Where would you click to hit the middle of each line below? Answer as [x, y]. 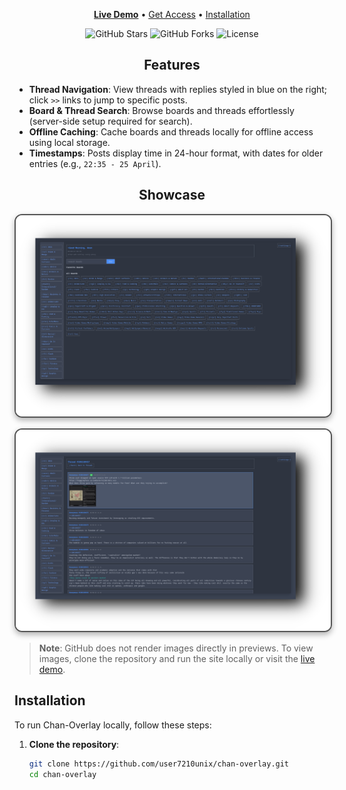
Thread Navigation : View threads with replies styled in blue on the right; [178, 89]
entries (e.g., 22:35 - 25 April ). [95, 163]
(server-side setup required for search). [110, 121]
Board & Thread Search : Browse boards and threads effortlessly [161, 110]
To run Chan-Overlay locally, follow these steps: [113, 725]
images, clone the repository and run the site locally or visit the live [177, 658]
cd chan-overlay [62, 774]
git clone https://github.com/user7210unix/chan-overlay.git [159, 764]
